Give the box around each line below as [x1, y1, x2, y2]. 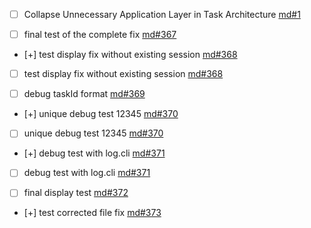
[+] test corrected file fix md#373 [23, 207, 162, 219]
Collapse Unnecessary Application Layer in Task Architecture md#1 [23, 9, 301, 20]
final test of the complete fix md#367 [23, 29, 177, 41]
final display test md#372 [23, 187, 129, 199]
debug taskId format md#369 [23, 88, 146, 100]
